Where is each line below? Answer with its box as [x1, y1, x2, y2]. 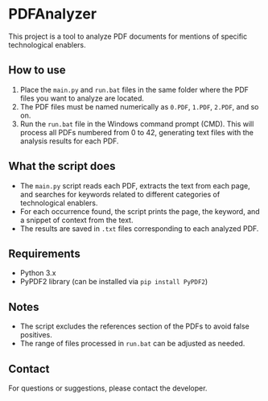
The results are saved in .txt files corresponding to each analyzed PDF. [19, 223, 259, 234]
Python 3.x [19, 268, 56, 278]
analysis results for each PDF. [19, 136, 119, 146]
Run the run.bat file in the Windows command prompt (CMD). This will [19, 118, 254, 129]
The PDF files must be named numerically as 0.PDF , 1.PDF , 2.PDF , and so [19, 101, 259, 111]
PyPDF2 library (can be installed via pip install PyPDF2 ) [19, 277, 208, 287]
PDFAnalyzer [8, 5, 97, 23]
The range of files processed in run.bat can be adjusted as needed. [19, 339, 245, 349]
